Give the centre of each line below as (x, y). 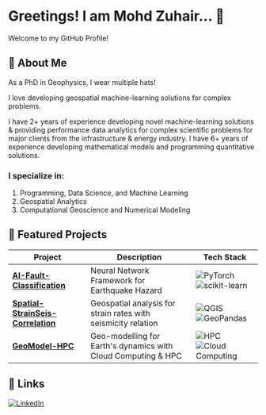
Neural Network (120, 271)
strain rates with (120, 313)
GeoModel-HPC (43, 346)
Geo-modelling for (125, 336)
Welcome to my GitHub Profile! (59, 38)
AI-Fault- (31, 275)
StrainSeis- (34, 313)
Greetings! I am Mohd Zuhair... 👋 (116, 16)
